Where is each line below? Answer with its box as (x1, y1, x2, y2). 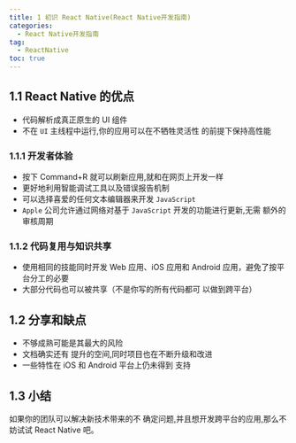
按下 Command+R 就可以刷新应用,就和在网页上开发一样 (21, 172, 224, 183)
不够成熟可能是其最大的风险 (21, 338, 124, 348)
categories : (9, 21, 53, 30)
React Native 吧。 (34, 424, 99, 435)
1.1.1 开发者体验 (9, 150, 73, 162)
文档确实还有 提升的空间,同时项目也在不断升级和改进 (21, 349, 213, 360)
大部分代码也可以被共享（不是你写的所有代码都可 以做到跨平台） (21, 284, 257, 295)
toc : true (9, 54, 46, 63)
